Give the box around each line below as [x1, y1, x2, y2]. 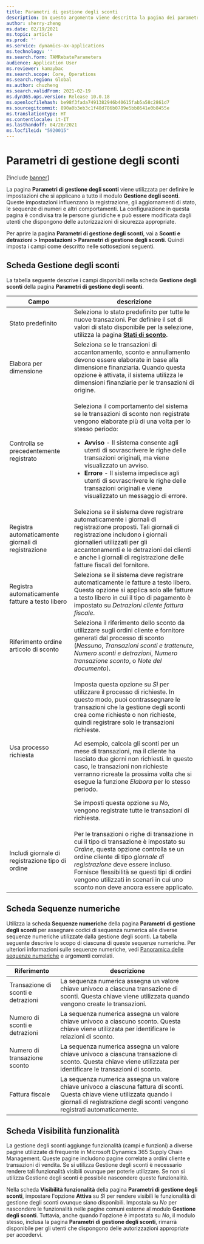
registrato [9, 454, 38, 463]
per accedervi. [6, 1231, 43, 1239]
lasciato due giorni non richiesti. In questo [73, 755, 193, 763]
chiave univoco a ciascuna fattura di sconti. [60, 1082, 184, 1091]
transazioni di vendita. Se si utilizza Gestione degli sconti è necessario [6, 1161, 182, 1169]
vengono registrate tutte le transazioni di [73, 806, 189, 815]
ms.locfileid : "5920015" [6, 128, 69, 134]
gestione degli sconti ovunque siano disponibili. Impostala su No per [6, 1199, 177, 1206]
